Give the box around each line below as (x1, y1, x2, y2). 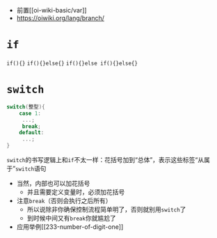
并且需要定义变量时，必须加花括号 (26, 188, 125, 196)
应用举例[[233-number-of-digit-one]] (16, 223, 124, 231)
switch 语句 (15, 164, 47, 173)
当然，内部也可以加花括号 (16, 180, 90, 187)
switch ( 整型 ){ (6, 103, 46, 110)
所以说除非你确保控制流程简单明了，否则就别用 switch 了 (26, 205, 186, 214)
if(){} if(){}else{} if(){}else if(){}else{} (6, 60, 138, 67)
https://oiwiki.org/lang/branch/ (16, 14, 105, 22)
